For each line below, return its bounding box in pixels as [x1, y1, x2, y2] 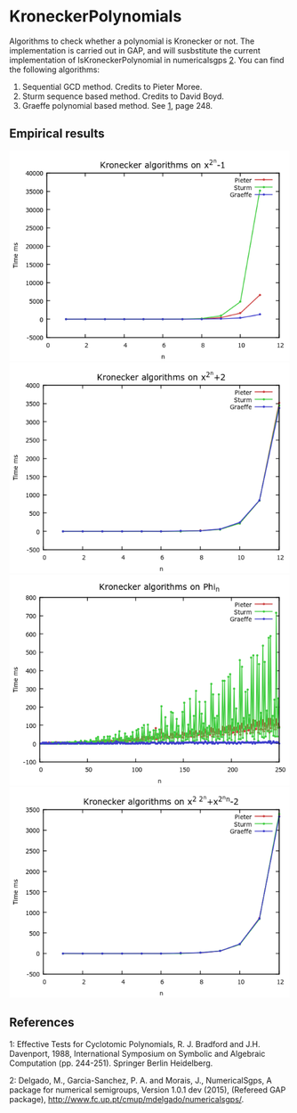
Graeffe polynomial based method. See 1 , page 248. [21, 100, 213, 110]
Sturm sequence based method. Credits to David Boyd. [21, 91, 225, 102]
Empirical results [9, 127, 105, 142]
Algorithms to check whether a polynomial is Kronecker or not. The [9, 36, 255, 46]
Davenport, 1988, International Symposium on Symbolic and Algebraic [9, 1048, 266, 1059]
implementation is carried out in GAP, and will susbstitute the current [9, 45, 261, 55]
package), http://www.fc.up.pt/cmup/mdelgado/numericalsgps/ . [9, 1093, 245, 1104]
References [9, 1015, 75, 1030]
